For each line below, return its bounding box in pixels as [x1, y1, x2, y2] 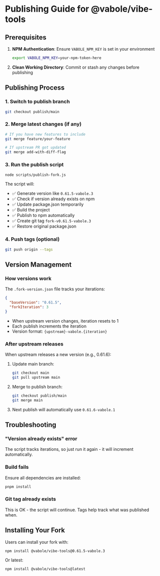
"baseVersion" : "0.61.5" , [9, 300, 62, 305]
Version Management [5, 260, 72, 269]
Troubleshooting [5, 421, 57, 429]
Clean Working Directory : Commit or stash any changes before [12, 64, 140, 70]
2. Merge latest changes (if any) [5, 121, 81, 128]
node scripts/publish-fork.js [5, 172, 66, 177]
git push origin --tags [5, 247, 53, 252]
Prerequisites [5, 33, 47, 41]
